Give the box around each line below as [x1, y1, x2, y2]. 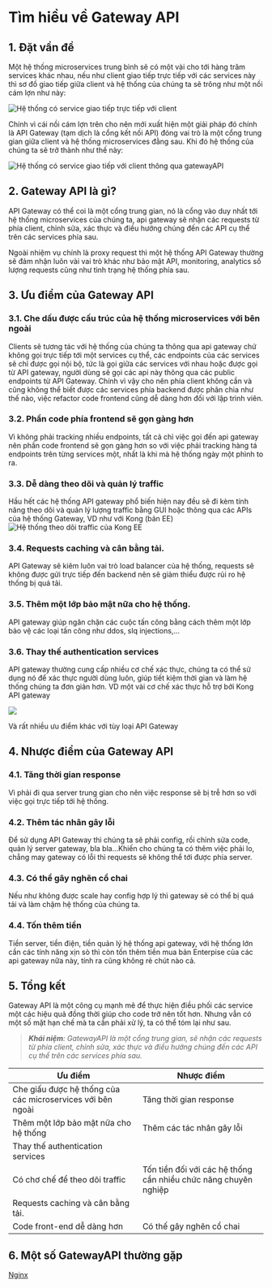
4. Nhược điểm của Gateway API [8, 745, 174, 759]
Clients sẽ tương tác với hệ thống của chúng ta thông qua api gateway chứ [8, 341, 257, 351]
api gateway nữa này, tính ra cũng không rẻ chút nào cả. [8, 955, 196, 966]
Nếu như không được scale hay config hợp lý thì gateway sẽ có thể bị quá [8, 891, 254, 901]
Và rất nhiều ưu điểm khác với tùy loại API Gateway [8, 721, 179, 731]
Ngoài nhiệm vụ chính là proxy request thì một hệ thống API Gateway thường [8, 248, 264, 257]
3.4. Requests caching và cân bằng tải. [8, 542, 164, 554]
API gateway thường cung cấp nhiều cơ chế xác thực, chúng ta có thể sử [8, 664, 251, 674]
